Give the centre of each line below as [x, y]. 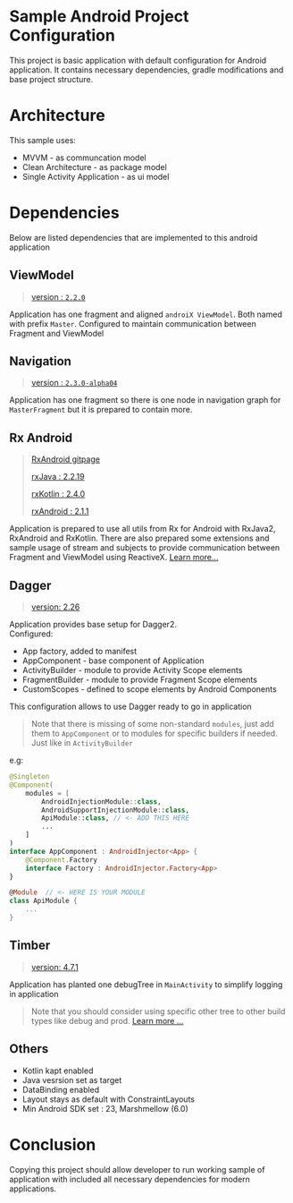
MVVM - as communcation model [84, 158]
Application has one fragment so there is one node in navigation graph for [145, 400]
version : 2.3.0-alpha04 [74, 383]
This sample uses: [42, 140]
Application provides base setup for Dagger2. [93, 625]
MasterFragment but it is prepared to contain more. [101, 410]
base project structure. [51, 79]
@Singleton [29, 777]
